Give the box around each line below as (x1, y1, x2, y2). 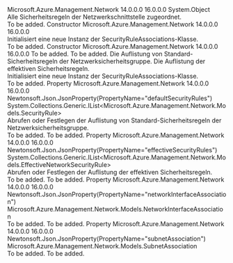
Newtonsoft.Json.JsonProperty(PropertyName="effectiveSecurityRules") (7, 146, 218, 154)
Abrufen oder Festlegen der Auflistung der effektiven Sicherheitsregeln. (7, 168, 213, 176)
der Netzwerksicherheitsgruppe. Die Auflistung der (58, 57, 206, 65)
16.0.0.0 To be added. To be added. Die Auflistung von (7, 50, 163, 58)
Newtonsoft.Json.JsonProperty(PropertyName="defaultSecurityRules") (7, 94, 213, 102)
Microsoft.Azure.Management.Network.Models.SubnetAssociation (7, 242, 198, 250)
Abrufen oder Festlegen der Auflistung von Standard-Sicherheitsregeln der (7, 116, 222, 125)
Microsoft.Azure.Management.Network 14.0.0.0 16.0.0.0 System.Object (7, 6, 211, 13)
